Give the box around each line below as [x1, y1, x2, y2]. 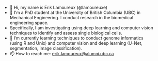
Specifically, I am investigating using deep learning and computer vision [9, 25, 154, 31]
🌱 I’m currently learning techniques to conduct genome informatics [9, 35, 144, 41]
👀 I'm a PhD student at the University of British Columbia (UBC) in [9, 10, 141, 15]
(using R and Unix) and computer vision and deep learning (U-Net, [9, 40, 142, 46]
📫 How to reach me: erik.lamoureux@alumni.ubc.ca [9, 51, 114, 56]
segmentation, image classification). [9, 46, 82, 51]
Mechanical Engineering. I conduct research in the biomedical [9, 15, 134, 20]
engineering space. [9, 20, 48, 25]
